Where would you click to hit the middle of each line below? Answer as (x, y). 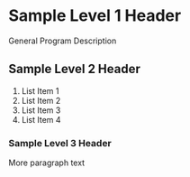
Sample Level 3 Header (60, 143)
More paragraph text (47, 163)
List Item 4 (41, 119)
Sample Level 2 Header (75, 69)
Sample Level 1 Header (95, 16)
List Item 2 (41, 100)
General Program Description (63, 41)
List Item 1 (40, 90)
